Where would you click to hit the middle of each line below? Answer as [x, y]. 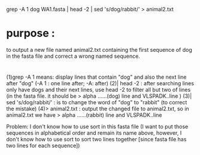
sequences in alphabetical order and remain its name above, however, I [94, 133]
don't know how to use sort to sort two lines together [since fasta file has [96, 139]
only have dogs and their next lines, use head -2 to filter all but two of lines [99, 90]
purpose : [31, 33]
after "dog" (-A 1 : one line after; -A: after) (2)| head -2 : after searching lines [100, 83]
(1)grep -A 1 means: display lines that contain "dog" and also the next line [96, 77]
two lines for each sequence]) [43, 145]
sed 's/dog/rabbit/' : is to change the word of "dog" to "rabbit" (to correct [97, 103]
